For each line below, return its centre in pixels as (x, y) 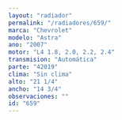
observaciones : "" (38, 96)
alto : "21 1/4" (33, 81)
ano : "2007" (28, 45)
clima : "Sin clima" (40, 74)
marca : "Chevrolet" (40, 30)
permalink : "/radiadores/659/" (60, 23)
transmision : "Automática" (53, 60)
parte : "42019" (33, 67)
